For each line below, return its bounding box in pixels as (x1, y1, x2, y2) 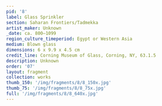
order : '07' (6, 63, 35, 69)
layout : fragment (6, 69, 49, 75)
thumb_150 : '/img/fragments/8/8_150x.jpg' (6, 80, 112, 86)
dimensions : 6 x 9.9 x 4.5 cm (6, 47, 80, 53)
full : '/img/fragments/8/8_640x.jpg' (6, 91, 99, 97)
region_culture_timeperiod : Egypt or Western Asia (6, 36, 133, 42)
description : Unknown (6, 58, 59, 64)
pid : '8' (6, 8, 28, 15)
